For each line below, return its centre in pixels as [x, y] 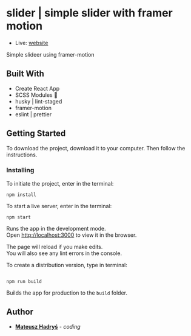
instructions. [22, 155]
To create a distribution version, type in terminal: [67, 265]
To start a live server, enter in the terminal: [59, 206]
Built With [25, 74]
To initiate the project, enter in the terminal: [60, 183]
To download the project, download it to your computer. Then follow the [96, 148]
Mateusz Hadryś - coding [48, 326]
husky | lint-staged [39, 101]
